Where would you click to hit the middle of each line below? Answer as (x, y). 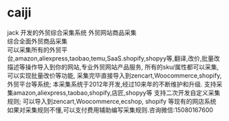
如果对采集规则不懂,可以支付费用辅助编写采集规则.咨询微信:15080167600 (110, 110)
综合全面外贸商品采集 (37, 41)
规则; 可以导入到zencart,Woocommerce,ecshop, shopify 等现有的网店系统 (112, 101)
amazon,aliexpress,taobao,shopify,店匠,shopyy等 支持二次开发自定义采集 (117, 92)
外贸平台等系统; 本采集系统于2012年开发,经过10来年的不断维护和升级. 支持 (112, 84)
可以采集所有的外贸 (34, 49)
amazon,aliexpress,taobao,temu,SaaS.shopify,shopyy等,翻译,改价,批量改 (117, 58)
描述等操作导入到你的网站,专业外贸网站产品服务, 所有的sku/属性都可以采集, (113, 67)
